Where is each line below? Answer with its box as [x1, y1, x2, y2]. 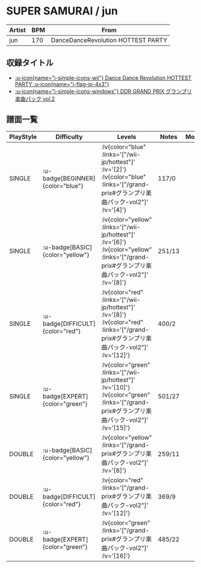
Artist [9, 26, 26, 34]
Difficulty [55, 132, 83, 141]
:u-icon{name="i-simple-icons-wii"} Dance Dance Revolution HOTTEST [14, 74, 192, 81]
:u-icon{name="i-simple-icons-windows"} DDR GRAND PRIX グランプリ [14, 87, 193, 95]
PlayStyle [9, 132, 37, 141]
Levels [117, 132, 136, 141]
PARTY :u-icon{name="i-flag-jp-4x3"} [14, 80, 109, 87]
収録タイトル [6, 58, 54, 68]
